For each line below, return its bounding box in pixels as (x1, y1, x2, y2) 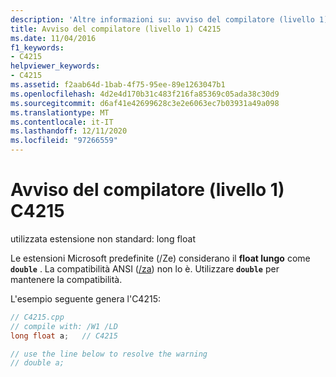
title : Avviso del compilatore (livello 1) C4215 (10, 24, 222, 34)
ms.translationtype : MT (10, 107, 110, 118)
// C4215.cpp (10, 312, 65, 322)
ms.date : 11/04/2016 (10, 33, 97, 43)
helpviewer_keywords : (10, 61, 101, 71)
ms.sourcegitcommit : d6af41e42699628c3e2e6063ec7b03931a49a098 (10, 98, 280, 108)
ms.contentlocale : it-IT (10, 117, 114, 127)
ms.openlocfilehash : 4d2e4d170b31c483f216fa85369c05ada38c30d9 (10, 89, 280, 99)
